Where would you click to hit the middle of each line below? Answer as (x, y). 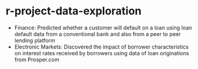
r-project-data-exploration (74, 11)
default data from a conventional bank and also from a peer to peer (97, 34)
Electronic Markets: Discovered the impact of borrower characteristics (101, 47)
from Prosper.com (37, 59)
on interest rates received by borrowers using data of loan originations (102, 53)
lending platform (35, 40)
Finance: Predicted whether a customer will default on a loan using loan (103, 28)
